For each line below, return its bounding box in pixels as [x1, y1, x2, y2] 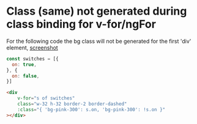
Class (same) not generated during [6, 4, 187, 18]
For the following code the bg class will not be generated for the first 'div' [6, 37, 191, 45]
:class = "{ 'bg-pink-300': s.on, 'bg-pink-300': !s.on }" [17, 106, 166, 112]
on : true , [12, 61, 37, 68]
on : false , [12, 73, 40, 79]
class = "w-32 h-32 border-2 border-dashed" [17, 101, 127, 108]
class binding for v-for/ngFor [6, 17, 156, 31]
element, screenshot [6, 44, 58, 51]
